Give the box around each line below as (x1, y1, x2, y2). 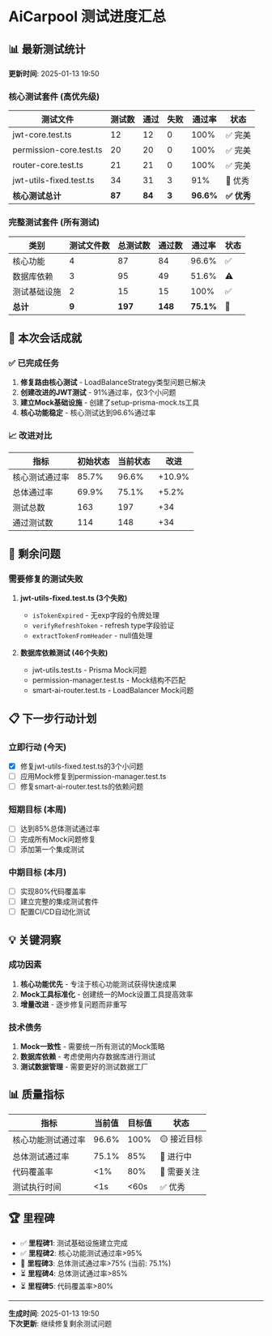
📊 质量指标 (8, 1088, 65, 1102)
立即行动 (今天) (8, 741, 67, 752)
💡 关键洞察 (8, 933, 62, 947)
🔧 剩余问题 (8, 546, 61, 560)
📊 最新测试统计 (8, 42, 87, 56)
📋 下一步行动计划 (8, 711, 97, 726)
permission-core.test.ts (12, 144, 103, 156)
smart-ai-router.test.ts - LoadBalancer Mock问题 (32, 686, 194, 696)
